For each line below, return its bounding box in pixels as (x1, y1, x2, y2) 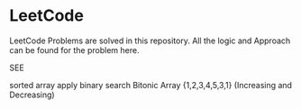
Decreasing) (9, 89, 56, 100)
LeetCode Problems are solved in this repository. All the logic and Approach (9, 35, 291, 46)
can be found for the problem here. (9, 44, 140, 55)
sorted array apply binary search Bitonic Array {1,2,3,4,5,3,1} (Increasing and (9, 79, 293, 90)
